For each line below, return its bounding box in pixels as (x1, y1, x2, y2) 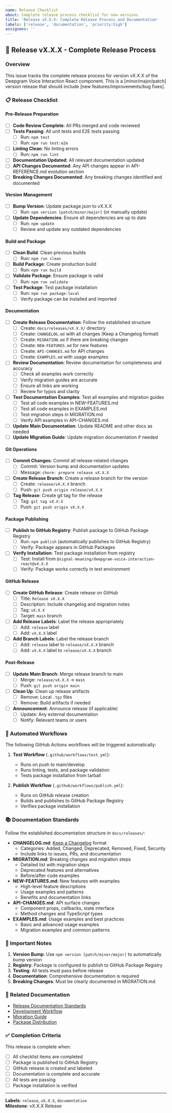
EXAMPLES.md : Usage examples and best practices (12, 916, 124, 922)
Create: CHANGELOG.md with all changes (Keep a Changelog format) (20, 331, 159, 337)
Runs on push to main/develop (20, 761, 85, 768)
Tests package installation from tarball (20, 773, 101, 779)
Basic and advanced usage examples (20, 921, 99, 927)
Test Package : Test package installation (12, 284, 97, 290)
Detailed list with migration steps (20, 861, 90, 868)
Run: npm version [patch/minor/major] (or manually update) (20, 208, 147, 215)
